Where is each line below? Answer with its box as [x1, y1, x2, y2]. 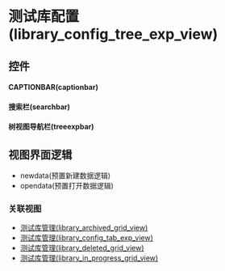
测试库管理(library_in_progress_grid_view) [19, 253, 159, 263]
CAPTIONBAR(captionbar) [8, 83, 98, 92]
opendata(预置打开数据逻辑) [19, 181, 115, 191]
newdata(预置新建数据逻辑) [19, 171, 111, 180]
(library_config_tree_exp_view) [8, 25, 219, 44]
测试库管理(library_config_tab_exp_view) [19, 233, 153, 243]
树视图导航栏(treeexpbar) [8, 122, 94, 132]
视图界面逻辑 [8, 147, 73, 162]
